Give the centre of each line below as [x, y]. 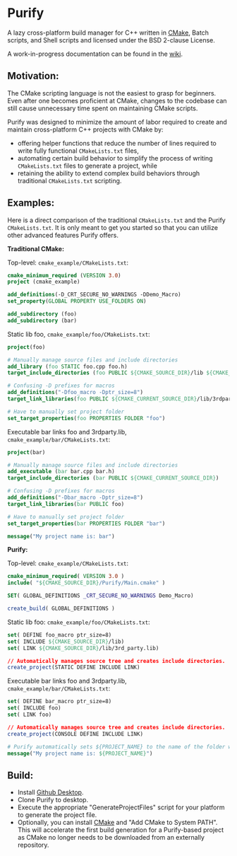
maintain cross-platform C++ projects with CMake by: [85, 129]
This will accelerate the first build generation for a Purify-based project [121, 830]
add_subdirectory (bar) [42, 320]
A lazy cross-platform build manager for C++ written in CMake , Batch [108, 33]
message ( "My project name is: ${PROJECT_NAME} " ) [80, 753]
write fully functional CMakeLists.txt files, [78, 151]
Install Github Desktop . [50, 792]
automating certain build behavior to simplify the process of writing [115, 158]
